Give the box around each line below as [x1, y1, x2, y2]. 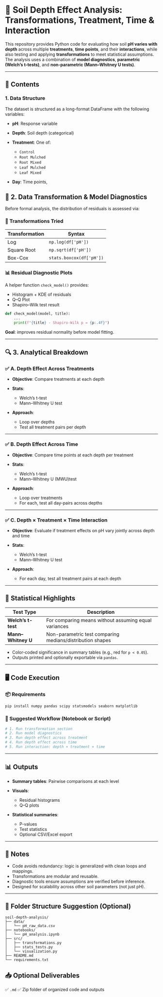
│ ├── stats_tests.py [5, 945, 53, 950]
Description [87, 608, 115, 615]
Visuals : [12, 788, 29, 794]
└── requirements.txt [5, 958, 49, 963]
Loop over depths [19, 419, 55, 425]
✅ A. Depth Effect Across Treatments [5, 365, 95, 372]
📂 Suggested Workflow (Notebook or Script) [5, 715, 111, 722]
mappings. [12, 868, 33, 874]
